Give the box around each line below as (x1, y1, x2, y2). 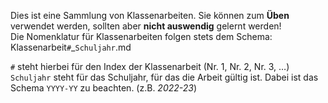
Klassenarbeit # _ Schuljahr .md (10, 41, 132, 53)
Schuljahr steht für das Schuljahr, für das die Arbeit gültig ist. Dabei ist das (10, 71, 319, 83)
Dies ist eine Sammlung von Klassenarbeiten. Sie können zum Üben (10, 10, 290, 21)
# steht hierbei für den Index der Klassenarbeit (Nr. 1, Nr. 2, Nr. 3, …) (10, 61, 290, 72)
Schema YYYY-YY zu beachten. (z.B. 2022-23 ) (10, 82, 198, 94)
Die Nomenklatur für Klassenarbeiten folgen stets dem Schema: (10, 31, 273, 42)
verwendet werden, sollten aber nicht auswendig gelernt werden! (10, 20, 282, 32)
